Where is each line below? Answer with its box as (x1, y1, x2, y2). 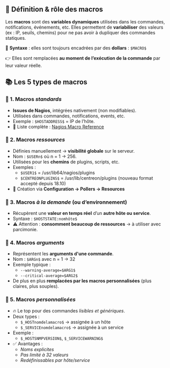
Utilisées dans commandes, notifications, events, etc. (12, 113, 125, 119)
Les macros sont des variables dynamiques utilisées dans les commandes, (5, 18, 165, 24)
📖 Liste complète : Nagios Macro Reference (12, 124, 104, 130)
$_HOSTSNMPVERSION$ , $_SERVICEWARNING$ (20, 335, 104, 341)
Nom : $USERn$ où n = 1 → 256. (12, 153, 77, 159)
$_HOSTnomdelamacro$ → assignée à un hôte (20, 318, 111, 325)
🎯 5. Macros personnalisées (5, 296, 76, 303)
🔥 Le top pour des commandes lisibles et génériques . (12, 307, 125, 314)
